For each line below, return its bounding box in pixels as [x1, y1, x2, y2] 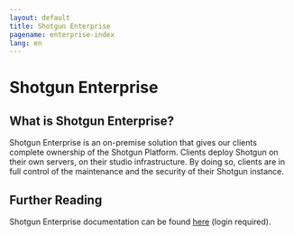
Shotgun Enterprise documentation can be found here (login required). [9, 216, 271, 227]
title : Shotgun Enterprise [9, 22, 111, 31]
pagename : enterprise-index [9, 30, 115, 39]
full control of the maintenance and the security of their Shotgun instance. [9, 166, 284, 177]
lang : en [9, 38, 42, 48]
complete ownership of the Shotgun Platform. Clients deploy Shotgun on [9, 146, 279, 158]
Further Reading [9, 192, 103, 208]
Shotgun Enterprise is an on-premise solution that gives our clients [9, 137, 257, 148]
